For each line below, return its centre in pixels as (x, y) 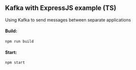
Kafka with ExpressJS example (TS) (61, 8)
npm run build (20, 42)
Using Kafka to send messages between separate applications (68, 20)
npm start (15, 63)
